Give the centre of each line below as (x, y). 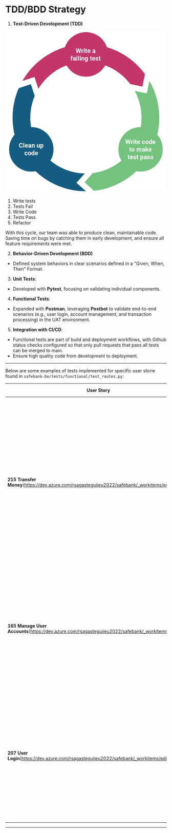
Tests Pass (24, 217)
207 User (18, 753)
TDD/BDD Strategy (46, 10)
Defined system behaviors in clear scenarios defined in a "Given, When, (89, 263)
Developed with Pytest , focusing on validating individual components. (87, 289)
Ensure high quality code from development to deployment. (75, 356)
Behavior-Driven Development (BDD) (53, 253)
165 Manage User (27, 626)
